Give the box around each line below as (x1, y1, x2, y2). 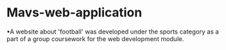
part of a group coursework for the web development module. (6, 34, 184, 42)
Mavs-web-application (6, 5, 142, 21)
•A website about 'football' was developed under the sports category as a (6, 27, 219, 36)
